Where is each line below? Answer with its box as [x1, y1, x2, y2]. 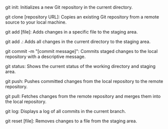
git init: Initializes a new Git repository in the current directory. [5, 4, 133, 10]
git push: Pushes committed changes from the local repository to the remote [5, 78, 163, 84]
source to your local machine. [5, 19, 67, 25]
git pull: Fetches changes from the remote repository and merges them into [5, 93, 161, 99]
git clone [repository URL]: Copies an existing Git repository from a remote [5, 14, 159, 19]
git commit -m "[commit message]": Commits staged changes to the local [5, 48, 158, 54]
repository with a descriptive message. [5, 53, 86, 59]
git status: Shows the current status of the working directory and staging [5, 63, 156, 69]
